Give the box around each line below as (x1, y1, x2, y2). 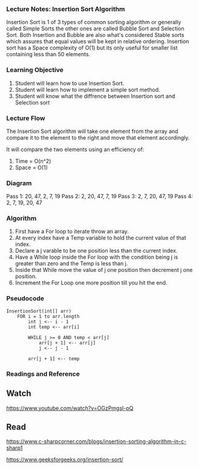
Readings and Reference (6, 369, 80, 378)
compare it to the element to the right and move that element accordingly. (6, 134, 190, 141)
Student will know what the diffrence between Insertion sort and (15, 92, 175, 100)
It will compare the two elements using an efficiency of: (6, 146, 145, 153)
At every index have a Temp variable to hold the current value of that (15, 234, 186, 242)
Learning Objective (6, 66, 64, 74)
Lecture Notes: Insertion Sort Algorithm (6, 5, 125, 13)
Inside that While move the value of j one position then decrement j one (15, 267, 193, 274)
